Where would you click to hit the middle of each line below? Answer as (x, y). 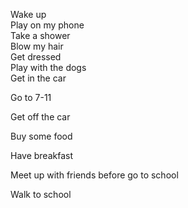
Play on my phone (47, 25)
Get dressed (36, 57)
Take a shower (40, 35)
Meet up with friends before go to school (94, 175)
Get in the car (38, 78)
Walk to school (41, 194)
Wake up (28, 14)
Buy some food (41, 136)
